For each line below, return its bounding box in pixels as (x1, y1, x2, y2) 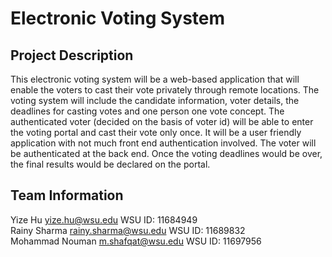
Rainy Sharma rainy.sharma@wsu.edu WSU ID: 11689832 (10, 224, 246, 236)
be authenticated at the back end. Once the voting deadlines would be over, (10, 148, 323, 159)
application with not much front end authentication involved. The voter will (10, 137, 317, 149)
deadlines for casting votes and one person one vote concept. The (10, 105, 285, 117)
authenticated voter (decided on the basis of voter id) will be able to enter (10, 116, 314, 127)
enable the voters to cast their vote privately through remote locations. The (10, 84, 320, 96)
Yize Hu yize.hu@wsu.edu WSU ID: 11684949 (10, 213, 198, 226)
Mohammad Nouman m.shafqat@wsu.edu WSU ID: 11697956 (10, 235, 262, 247)
